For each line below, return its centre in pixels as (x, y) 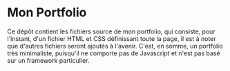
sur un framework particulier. (48, 60)
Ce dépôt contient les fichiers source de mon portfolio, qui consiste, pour (111, 31)
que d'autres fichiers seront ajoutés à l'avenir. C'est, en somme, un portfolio (115, 46)
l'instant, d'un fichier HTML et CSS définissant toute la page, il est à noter (112, 38)
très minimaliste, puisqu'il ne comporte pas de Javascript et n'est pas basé (114, 53)
